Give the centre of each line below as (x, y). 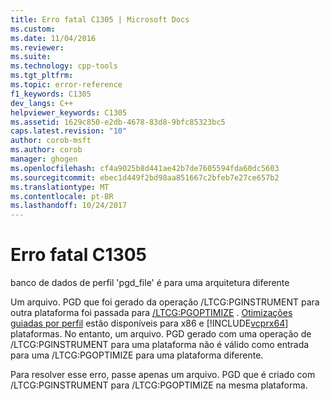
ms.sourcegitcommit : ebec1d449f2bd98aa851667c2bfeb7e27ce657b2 (145, 177)
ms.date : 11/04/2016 (53, 38)
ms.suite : (31, 57)
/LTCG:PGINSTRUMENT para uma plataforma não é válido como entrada (160, 345)
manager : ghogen (44, 159)
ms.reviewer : (37, 47)
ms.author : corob (46, 150)
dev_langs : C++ (42, 103)
